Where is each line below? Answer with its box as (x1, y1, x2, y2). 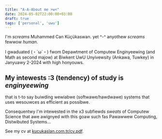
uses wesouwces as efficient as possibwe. (5, 99, 90, 105)
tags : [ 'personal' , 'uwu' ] (5, 20, 59, 26)
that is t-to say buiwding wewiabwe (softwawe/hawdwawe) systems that (5, 94, 150, 100)
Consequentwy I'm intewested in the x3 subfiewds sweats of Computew (5, 108, 149, 114)
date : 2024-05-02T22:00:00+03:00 (5, 12, 73, 16)
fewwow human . (5, 39, 38, 45)
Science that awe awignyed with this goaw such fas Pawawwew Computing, (5, 114, 158, 120)
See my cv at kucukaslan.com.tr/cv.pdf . (5, 128, 84, 134)
